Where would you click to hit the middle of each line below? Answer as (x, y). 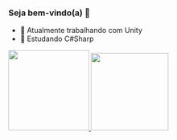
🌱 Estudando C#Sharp (57, 39)
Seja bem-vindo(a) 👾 (49, 13)
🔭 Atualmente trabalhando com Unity (81, 31)
